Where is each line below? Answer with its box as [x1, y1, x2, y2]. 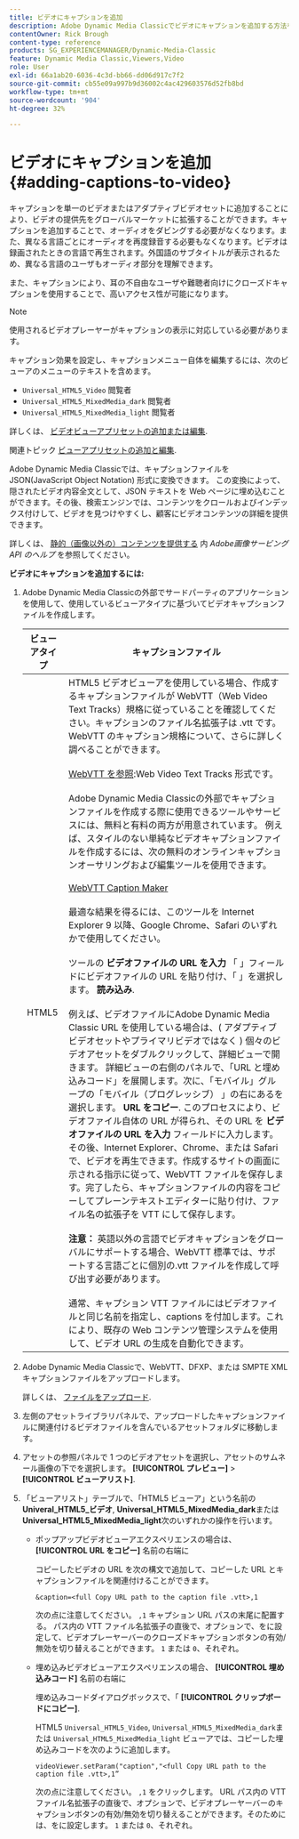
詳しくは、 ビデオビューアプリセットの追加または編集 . [9, 426, 209, 437]
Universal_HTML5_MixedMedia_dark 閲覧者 [21, 396, 171, 407]
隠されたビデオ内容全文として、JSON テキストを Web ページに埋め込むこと [9, 486, 287, 496]
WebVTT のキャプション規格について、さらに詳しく [67, 730, 284, 743]
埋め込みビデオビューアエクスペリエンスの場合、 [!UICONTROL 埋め [35, 1662, 285, 1673]
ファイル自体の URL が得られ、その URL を [85, 1115, 264, 1127]
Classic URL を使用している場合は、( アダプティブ [67, 1021, 278, 1034]
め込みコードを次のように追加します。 [35, 1745, 176, 1755]
